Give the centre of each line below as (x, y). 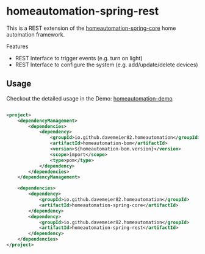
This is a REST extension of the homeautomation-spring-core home (91, 28)
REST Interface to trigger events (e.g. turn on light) (79, 58)
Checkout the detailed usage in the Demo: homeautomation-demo (89, 98)
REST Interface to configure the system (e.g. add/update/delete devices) (106, 65)
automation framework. (36, 34)
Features (17, 46)
